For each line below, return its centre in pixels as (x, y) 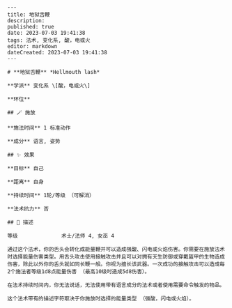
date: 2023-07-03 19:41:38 (46, 33)
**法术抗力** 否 (28, 209)
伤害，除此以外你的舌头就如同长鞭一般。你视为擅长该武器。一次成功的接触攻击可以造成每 (116, 264)
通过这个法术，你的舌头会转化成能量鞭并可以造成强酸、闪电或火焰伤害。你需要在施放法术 (116, 249)
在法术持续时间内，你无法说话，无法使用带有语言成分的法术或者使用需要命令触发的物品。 (116, 285)
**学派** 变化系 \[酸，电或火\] (49, 86)
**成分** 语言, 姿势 (34, 141)
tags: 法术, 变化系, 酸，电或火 (49, 40)
